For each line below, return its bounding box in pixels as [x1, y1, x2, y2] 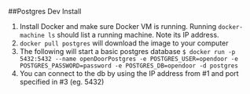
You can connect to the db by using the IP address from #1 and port [19, 69, 239, 78]
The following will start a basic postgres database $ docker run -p [19, 47, 236, 56]
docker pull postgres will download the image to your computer [19, 38, 230, 48]
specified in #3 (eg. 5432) [19, 78, 105, 86]
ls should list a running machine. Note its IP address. [48, 31, 219, 39]
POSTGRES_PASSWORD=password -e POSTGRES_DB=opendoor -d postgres [19, 62, 238, 70]
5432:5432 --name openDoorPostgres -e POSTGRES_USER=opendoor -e [19, 55, 238, 63]
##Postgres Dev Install [8, 7, 82, 16]
